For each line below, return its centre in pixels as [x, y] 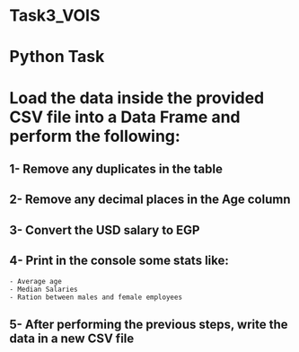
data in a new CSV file [72, 338]
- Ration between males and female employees [96, 297]
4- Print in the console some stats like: [119, 261]
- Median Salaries [44, 289]
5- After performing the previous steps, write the [149, 324]
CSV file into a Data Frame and [125, 117]
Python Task [57, 57]
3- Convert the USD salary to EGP [105, 230]
